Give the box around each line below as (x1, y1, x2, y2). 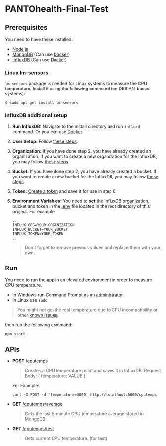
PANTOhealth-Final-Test (5, 3, 109, 15)
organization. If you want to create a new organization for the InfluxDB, (12, 153, 157, 159)
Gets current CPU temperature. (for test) (24, 435, 108, 441)
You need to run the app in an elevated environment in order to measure (5, 277, 152, 283)
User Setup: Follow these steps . (12, 138, 78, 144)
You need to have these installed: (5, 36, 73, 42)
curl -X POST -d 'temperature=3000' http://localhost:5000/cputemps (12, 392, 157, 397)
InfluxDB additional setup (5, 112, 68, 119)
